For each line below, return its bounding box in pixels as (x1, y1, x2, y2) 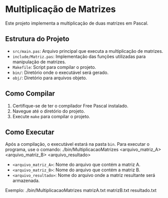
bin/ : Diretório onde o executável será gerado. (12, 69, 109, 75)
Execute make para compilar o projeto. (12, 113, 90, 119)
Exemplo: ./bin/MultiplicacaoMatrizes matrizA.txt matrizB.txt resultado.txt (5, 187, 157, 193)
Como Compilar (5, 89, 55, 98)
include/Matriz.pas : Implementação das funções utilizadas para (12, 53, 146, 59)
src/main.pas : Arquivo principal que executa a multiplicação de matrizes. (12, 48, 163, 54)
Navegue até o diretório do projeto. (12, 108, 85, 114)
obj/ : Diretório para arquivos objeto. (12, 74, 87, 81)
